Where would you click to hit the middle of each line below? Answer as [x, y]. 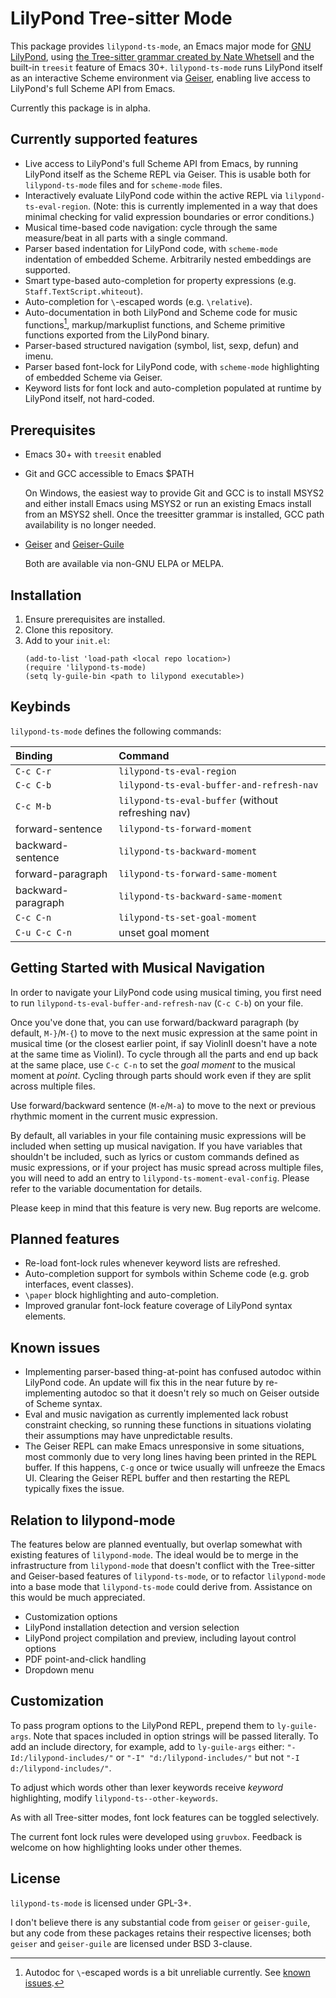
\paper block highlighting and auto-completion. [122, 1295]
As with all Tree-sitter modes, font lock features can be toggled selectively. [165, 1817]
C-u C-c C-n [44, 932]
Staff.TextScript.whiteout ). [83, 291]
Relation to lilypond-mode [93, 1520]
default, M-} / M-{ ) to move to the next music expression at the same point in [164, 1033]
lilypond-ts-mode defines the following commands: [116, 731]
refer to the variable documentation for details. [106, 1188]
